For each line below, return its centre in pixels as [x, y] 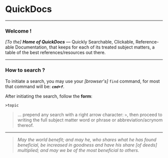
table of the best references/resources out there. [55, 52]
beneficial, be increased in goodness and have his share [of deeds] [87, 145]
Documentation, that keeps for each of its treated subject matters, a [85, 47]
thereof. [25, 125]
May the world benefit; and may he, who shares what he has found [87, 139]
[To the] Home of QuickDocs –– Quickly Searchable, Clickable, [70, 42]
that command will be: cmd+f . [35, 86]
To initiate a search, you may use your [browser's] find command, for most [82, 81]
